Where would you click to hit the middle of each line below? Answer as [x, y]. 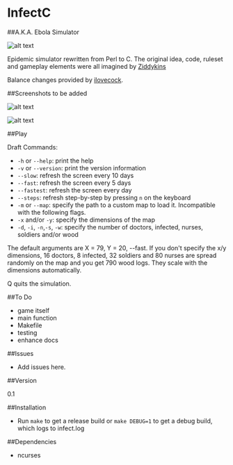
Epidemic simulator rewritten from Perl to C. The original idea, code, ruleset [115, 59]
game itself [33, 310]
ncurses [29, 455]
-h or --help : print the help [55, 161]
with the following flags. [51, 212]
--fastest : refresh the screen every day [74, 190]
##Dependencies [32, 441]
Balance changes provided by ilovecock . [65, 80]
